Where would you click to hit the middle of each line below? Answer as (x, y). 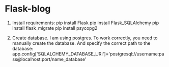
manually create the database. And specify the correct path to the (81, 43)
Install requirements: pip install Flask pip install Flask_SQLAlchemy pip (86, 23)
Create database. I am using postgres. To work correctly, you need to (85, 38)
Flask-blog (28, 9)
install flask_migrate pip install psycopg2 (55, 28)
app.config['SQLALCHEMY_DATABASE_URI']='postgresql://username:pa (88, 54)
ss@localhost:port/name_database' (49, 59)
